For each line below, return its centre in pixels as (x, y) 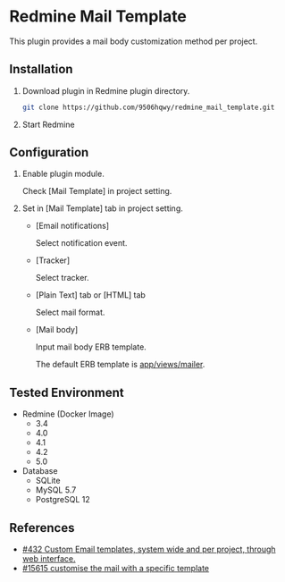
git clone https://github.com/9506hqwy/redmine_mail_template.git (148, 107)
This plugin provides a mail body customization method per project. (134, 41)
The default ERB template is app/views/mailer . (120, 365)
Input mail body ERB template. (91, 347)
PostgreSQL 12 (63, 500)
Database (40, 471)
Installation (41, 69)
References (42, 528)
